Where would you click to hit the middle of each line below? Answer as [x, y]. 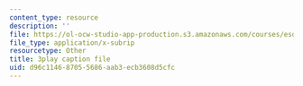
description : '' [40, 26]
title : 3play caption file [60, 59]
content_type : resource [54, 17]
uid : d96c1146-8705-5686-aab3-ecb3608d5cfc [92, 68]
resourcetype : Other [48, 51]
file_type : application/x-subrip [72, 43]
